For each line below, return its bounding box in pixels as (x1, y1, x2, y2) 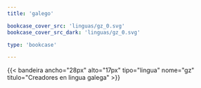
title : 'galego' (7, 10, 54, 17)
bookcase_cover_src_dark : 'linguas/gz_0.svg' (7, 29, 140, 36)
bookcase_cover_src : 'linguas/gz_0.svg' (7, 22, 126, 30)
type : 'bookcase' (7, 41, 57, 48)
